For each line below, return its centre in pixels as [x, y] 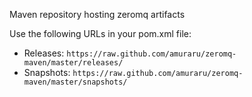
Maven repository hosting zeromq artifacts [97, 14]
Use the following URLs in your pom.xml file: [100, 33]
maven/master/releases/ [73, 63]
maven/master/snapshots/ [75, 82]
